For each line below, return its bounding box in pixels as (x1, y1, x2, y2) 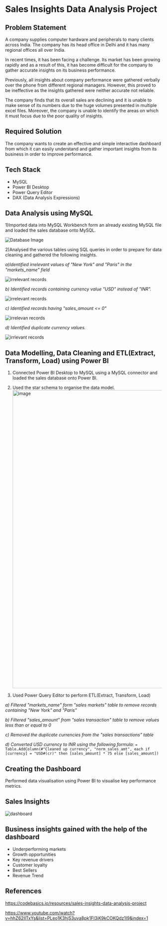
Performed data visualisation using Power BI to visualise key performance (5, 778, 157, 784)
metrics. (5, 783, 22, 789)
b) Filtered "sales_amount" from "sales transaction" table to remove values (5, 717, 160, 723)
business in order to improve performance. (5, 151, 93, 157)
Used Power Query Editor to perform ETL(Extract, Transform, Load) (12, 692, 151, 698)
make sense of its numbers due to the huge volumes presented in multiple (5, 102, 157, 108)
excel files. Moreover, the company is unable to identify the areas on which (5, 108, 159, 113)
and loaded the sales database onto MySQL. (5, 227, 96, 233)
